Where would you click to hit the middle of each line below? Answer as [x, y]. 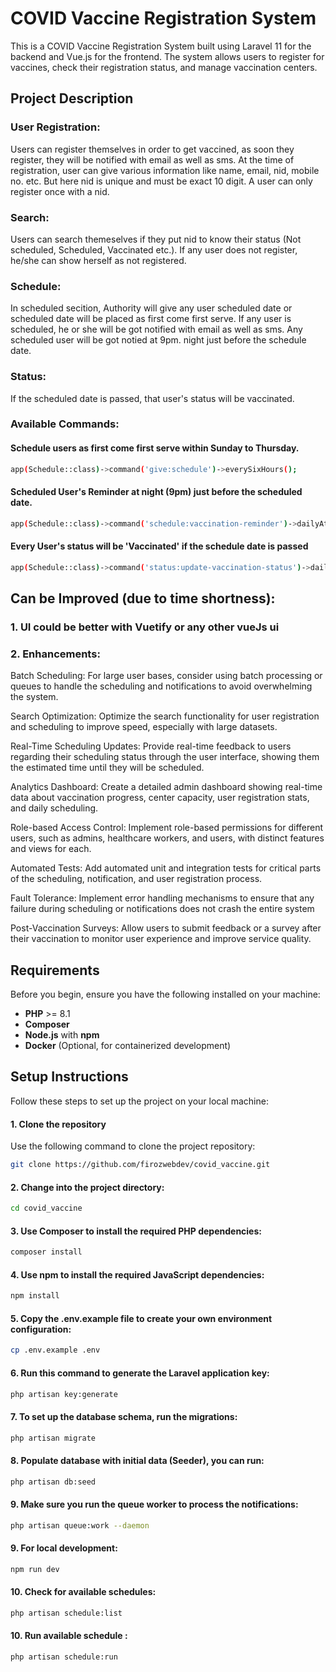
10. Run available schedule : [69, 1636]
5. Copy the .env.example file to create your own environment [141, 1318]
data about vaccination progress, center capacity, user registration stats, [160, 798]
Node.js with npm [62, 1035]
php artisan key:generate [64, 1394]
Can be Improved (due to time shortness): [143, 598]
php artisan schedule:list [66, 1613]
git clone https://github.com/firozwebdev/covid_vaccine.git [140, 1165]
